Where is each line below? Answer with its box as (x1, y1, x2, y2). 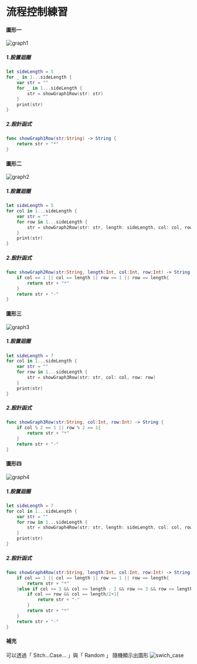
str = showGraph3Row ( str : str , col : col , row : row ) (27, 375, 157, 381)
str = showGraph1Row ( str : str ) (27, 90, 104, 97)
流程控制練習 (6, 5, 69, 19)
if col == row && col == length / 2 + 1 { (27, 591, 119, 597)
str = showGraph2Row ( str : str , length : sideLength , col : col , (27, 224, 182, 231)
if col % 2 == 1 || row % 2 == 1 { (16, 425, 101, 431)
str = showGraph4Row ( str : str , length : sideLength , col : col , (27, 524, 182, 531)
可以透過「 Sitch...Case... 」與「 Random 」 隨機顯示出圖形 (6, 652, 149, 659)
